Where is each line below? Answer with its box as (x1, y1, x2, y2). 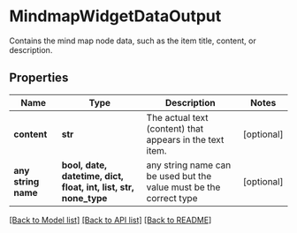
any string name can (146, 159, 232, 171)
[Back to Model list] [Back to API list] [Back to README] (9, 214, 212, 225)
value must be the (146, 181, 221, 193)
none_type (61, 192, 108, 204)
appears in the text (146, 133, 225, 146)
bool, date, (61, 159, 108, 171)
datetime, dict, (61, 169, 124, 182)
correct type (146, 192, 198, 204)
